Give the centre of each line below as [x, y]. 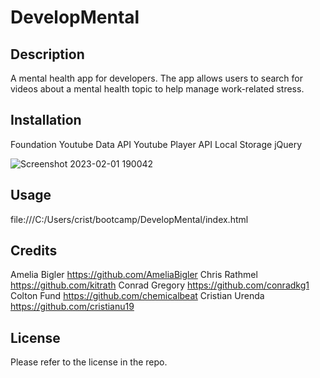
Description [47, 54]
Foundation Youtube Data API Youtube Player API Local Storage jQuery [156, 144]
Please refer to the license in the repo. [89, 362]
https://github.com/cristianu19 [72, 307]
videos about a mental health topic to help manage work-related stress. [157, 89]
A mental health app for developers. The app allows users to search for [157, 78]
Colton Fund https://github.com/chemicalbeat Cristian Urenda [137, 296]
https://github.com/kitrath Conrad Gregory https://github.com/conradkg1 [160, 285]
